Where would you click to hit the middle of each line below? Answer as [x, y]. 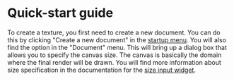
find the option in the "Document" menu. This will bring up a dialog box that [117, 47]
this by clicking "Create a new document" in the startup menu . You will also [117, 39]
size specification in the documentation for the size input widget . [102, 70]
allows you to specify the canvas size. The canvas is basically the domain [115, 55]
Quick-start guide [60, 13]
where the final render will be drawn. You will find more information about [114, 62]
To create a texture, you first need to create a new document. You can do [114, 32]
